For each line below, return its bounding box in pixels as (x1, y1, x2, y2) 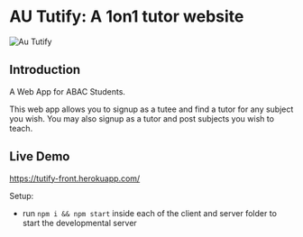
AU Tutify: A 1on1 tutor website (9, 6, 244, 27)
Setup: (9, 190, 34, 201)
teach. (9, 123, 33, 133)
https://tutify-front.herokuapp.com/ (9, 173, 141, 184)
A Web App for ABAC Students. (9, 86, 126, 96)
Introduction (9, 62, 81, 77)
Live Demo (9, 149, 70, 164)
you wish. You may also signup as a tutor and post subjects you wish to (9, 113, 275, 123)
